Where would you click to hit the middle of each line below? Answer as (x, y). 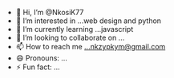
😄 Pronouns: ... (42, 58)
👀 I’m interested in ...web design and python (89, 21)
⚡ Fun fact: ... (38, 67)
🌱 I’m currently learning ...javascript (75, 29)
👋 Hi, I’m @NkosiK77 (50, 12)
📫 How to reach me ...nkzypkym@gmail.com (91, 47)
